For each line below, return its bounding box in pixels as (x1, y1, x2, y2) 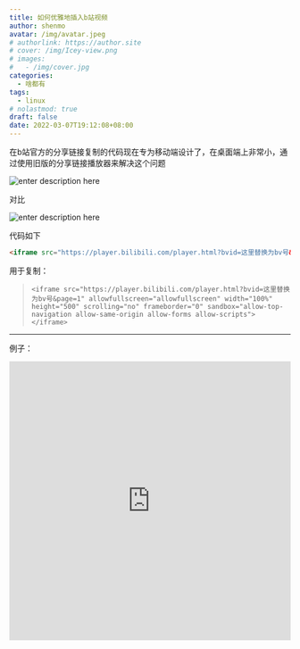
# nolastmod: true (9, 104, 78, 113)
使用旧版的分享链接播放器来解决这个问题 (16, 158, 166, 168)
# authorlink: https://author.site (9, 37, 142, 47)
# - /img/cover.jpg (9, 63, 90, 72)
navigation (30, 310, 72, 319)
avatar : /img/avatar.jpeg (9, 29, 105, 38)
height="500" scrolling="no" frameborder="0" (30, 302, 204, 311)
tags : (9, 87, 29, 96)
